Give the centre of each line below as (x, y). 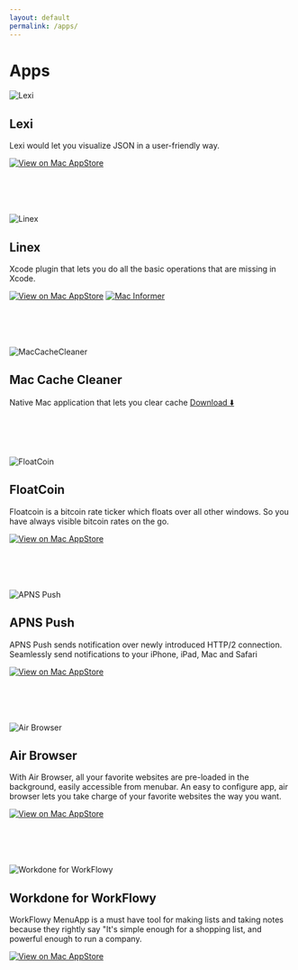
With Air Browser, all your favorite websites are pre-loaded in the (129, 777)
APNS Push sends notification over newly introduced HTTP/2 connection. (146, 645)
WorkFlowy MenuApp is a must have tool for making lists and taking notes (146, 920)
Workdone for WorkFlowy (83, 898)
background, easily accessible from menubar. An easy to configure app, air (149, 787)
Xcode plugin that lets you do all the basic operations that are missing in (143, 269)
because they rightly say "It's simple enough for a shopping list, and (136, 929)
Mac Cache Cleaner (66, 380)
